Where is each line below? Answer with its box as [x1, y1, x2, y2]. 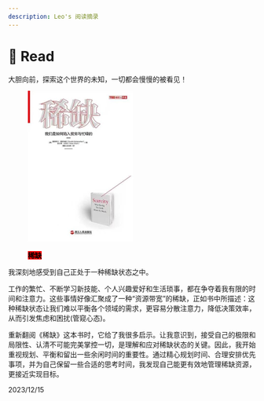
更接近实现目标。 [8, 369, 64, 378]
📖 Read [8, 47, 55, 65]
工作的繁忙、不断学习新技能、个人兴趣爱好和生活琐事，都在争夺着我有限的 [8, 283, 249, 293]
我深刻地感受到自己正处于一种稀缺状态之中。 [8, 267, 153, 276]
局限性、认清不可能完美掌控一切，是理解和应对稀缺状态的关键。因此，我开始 [8, 340, 256, 349]
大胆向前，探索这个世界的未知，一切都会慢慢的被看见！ [8, 75, 187, 84]
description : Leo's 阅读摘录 [8, 13, 99, 20]
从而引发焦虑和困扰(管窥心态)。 [8, 313, 110, 323]
